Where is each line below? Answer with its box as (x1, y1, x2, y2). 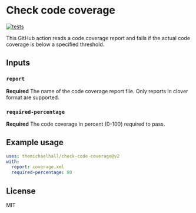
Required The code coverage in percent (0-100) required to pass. (6, 120, 165, 127)
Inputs (6, 58, 31, 68)
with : (6, 159, 19, 165)
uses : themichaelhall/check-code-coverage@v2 (6, 153, 119, 159)
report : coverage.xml (11, 164, 65, 170)
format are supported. (6, 94, 60, 101)
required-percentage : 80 (11, 169, 72, 176)
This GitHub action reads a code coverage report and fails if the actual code (6, 34, 190, 41)
